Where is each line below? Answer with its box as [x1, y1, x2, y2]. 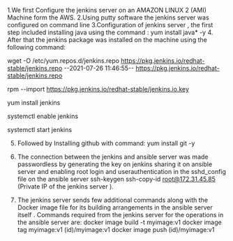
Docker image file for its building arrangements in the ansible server [17, 203, 213, 212]
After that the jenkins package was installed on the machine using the [7, 36, 207, 44]
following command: [7, 43, 66, 51]
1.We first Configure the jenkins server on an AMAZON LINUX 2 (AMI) [7, 6, 207, 14]
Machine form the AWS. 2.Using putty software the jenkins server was [7, 13, 209, 22]
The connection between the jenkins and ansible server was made [17, 153, 209, 161]
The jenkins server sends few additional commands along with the [17, 196, 208, 204]
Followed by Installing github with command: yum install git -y [17, 139, 195, 147]
